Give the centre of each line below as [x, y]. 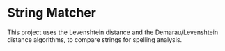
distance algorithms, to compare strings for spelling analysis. [95, 39]
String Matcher [52, 13]
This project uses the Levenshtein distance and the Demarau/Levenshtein [113, 32]
